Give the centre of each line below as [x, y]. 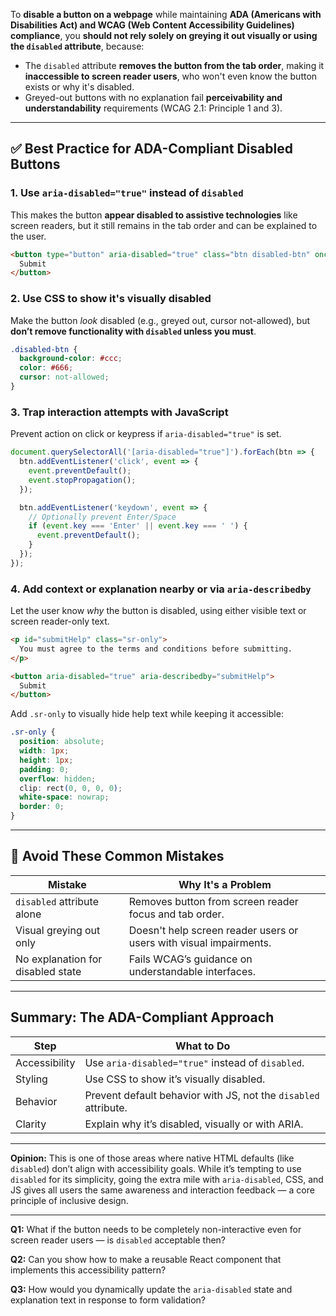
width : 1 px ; [44, 751]
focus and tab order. [176, 914]
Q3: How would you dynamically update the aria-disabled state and [151, 1289]
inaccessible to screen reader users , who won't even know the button [171, 76]
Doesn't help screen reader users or [213, 930]
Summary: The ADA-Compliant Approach [142, 1017]
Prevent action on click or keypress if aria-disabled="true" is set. [146, 434]
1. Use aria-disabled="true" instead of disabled [127, 193]
